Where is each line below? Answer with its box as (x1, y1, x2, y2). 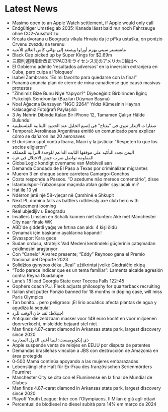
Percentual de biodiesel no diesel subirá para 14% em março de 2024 (12, 401, 157, 407)
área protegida (12, 352, 43, 359)
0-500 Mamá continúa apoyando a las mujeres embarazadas (12, 358, 139, 364)
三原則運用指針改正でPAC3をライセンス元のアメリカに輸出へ (12, 57, 138, 64)
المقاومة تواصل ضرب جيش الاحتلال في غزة (12, 154, 94, 160)
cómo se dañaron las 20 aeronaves (12, 133, 85, 139)
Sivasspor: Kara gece (12, 235, 57, 241)
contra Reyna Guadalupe (12, 272, 64, 278)
